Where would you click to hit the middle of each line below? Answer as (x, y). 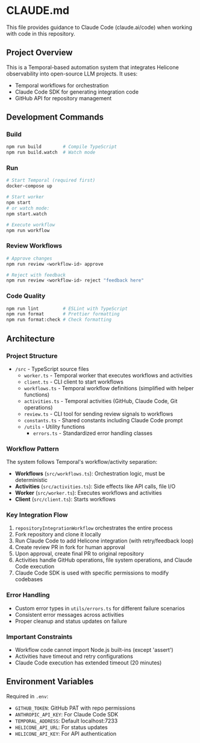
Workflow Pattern (33, 449)
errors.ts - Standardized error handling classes (92, 433)
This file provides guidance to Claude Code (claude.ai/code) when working (99, 27)
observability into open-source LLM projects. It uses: (72, 74)
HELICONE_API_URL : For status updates (61, 727)
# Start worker (25, 197)
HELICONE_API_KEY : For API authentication (65, 733)
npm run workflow (28, 230)
